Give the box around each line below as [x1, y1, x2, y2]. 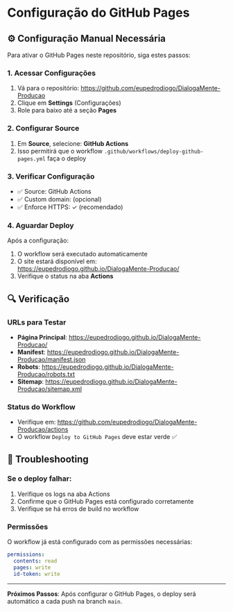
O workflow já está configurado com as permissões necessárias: [7, 538, 193, 546]
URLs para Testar [7, 317, 67, 327]
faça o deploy [47, 154, 87, 163]
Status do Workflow [7, 402, 76, 411]
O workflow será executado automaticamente [17, 250, 148, 258]
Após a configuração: [7, 236, 69, 245]
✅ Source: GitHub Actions [17, 187, 92, 195]
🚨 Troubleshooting [7, 453, 89, 465]
